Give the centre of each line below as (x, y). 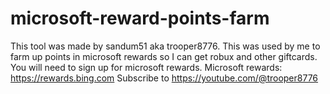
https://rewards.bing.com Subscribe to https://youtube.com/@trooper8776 (164, 78)
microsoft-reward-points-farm (140, 18)
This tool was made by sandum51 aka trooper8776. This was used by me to (165, 46)
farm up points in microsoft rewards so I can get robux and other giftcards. (164, 56)
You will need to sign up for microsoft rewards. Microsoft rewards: (146, 67)
